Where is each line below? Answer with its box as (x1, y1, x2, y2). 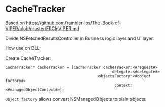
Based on (5, 20, 25, 26)
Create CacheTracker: (5, 55, 51, 61)
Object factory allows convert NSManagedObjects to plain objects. (5, 96, 147, 102)
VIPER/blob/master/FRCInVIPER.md (5, 25, 80, 31)
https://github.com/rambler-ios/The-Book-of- (26, 20, 121, 26)
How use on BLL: (5, 45, 41, 51)
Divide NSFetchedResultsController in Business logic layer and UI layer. (5, 35, 154, 41)
